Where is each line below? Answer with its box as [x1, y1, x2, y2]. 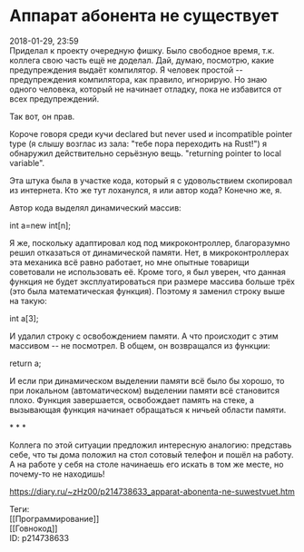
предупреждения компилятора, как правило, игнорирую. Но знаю [9, 74, 268, 84]
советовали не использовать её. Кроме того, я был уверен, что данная [9, 266, 286, 277]
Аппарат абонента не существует [9, 5, 279, 26]
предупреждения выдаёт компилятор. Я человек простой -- [9, 64, 243, 75]
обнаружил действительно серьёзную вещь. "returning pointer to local [9, 147, 281, 159]
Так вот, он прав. [9, 111, 75, 122]
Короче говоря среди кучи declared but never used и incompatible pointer [9, 128, 293, 139]
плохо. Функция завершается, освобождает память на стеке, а [9, 394, 255, 405]
